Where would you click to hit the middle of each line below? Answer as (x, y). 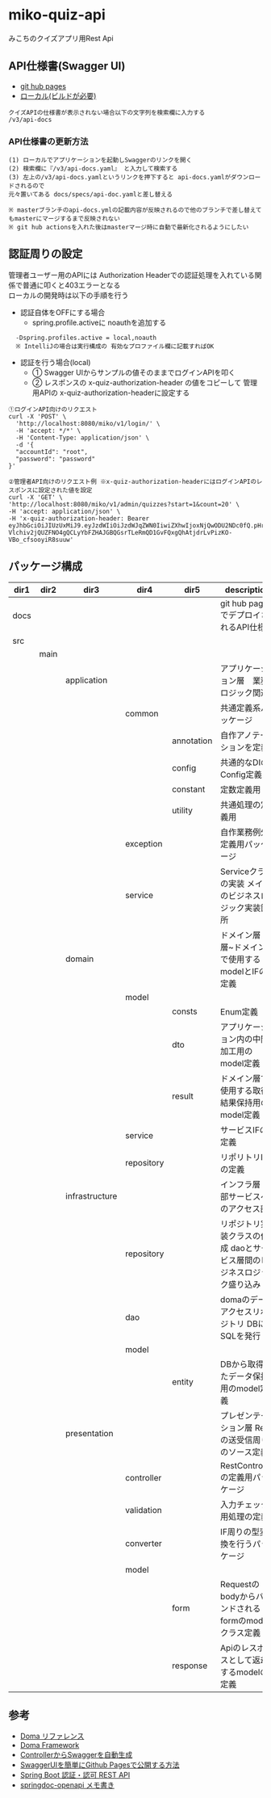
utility (183, 810)
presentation (90, 1433)
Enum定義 (239, 1011)
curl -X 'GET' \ (35, 497)
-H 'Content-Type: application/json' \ (83, 438)
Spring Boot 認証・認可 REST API (75, 1775)
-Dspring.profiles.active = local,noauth (86, 338)
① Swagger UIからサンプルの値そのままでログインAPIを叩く (133, 372)
